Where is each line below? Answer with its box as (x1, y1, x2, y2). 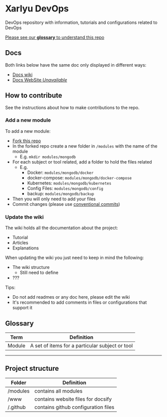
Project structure (5, 364, 59, 373)
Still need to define (19, 269, 59, 276)
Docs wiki (12, 72, 33, 78)
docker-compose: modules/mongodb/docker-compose (27, 174, 132, 180)
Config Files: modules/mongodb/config (27, 185, 103, 191)
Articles (12, 240, 28, 246)
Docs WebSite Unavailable (12, 77, 68, 83)
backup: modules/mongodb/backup (27, 190, 94, 196)
